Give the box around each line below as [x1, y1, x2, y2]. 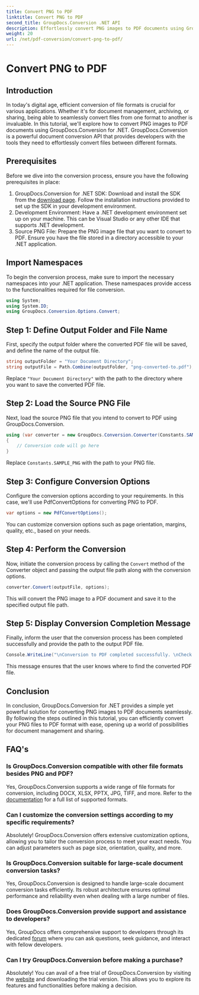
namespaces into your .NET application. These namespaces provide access [6, 280, 191, 287]
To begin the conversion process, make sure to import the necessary [6, 273, 175, 280]
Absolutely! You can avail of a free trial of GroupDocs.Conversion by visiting [6, 969, 191, 976]
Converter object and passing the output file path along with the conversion [6, 566, 191, 573]
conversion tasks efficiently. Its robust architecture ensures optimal [6, 886, 171, 893]
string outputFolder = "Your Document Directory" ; [6, 359, 134, 365]
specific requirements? [6, 818, 75, 826]
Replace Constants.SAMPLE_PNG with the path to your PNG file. [6, 459, 156, 466]
